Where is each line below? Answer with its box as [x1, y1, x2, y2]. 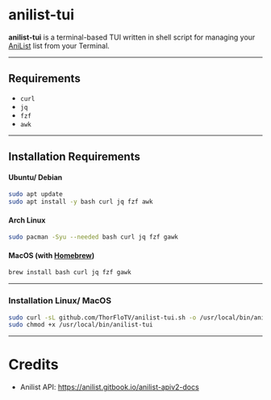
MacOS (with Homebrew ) [8, 250, 95, 260]
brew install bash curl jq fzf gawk [8, 269, 131, 277]
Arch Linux [8, 215, 46, 225]
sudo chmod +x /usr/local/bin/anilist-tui [8, 321, 153, 329]
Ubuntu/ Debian [8, 172, 63, 182]
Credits [8, 356, 59, 374]
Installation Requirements [8, 150, 141, 164]
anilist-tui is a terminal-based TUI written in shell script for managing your [8, 32, 256, 42]
